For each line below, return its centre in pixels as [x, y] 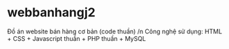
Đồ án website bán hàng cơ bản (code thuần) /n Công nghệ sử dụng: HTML [115, 31]
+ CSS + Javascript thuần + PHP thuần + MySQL [77, 38]
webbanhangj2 [51, 13]
